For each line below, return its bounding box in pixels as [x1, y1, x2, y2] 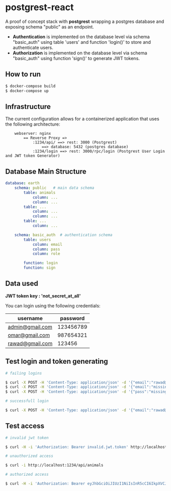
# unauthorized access [5, 453, 53, 459]
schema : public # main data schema [14, 185, 95, 190]
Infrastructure [5, 102, 51, 111]
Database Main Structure [5, 167, 87, 176]
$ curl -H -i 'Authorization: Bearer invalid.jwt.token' [5, 444, 129, 449]
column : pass [32, 246, 60, 252]
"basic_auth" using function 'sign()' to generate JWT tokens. [12, 55, 140, 61]
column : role [32, 251, 60, 256]
